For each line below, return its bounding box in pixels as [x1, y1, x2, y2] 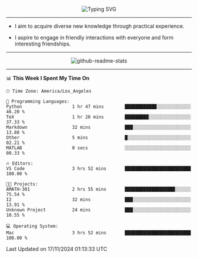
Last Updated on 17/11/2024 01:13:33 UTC [6, 246, 108, 252]
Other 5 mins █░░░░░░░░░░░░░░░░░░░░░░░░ [6, 135, 192, 141]
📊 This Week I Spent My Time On [6, 74, 90, 81]
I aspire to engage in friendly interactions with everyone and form [14, 34, 174, 41]
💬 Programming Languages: [6, 99, 70, 104]
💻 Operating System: [6, 223, 59, 229]
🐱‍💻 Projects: [6, 181, 38, 187]
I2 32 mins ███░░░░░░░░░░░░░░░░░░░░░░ [6, 197, 192, 203]
